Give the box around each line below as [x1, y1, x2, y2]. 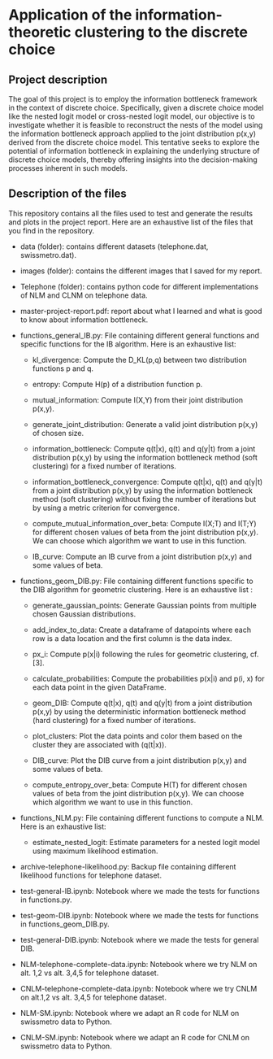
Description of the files [8, 187, 128, 201]
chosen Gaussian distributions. [32, 608, 136, 619]
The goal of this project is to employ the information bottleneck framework [8, 94, 258, 103]
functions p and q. [32, 364, 94, 373]
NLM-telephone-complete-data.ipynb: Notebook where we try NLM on [19, 959, 258, 969]
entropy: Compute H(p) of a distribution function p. [32, 379, 203, 389]
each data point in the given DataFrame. [32, 682, 167, 692]
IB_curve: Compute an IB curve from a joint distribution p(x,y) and [32, 551, 252, 561]
